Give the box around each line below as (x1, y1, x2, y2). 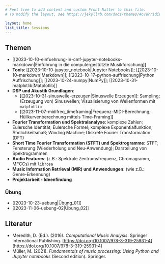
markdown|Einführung (12, 62, 58, 68)
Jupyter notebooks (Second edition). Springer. (12, 254, 107, 260)
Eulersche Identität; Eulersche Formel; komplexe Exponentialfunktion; (12, 124, 153, 130)
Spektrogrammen (12, 150, 48, 156)
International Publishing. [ (12, 238, 64, 244)
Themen (5, 43, 31, 52)
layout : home (5, 21, 32, 26)
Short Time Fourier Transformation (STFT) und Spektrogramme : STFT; (12, 140, 159, 146)
